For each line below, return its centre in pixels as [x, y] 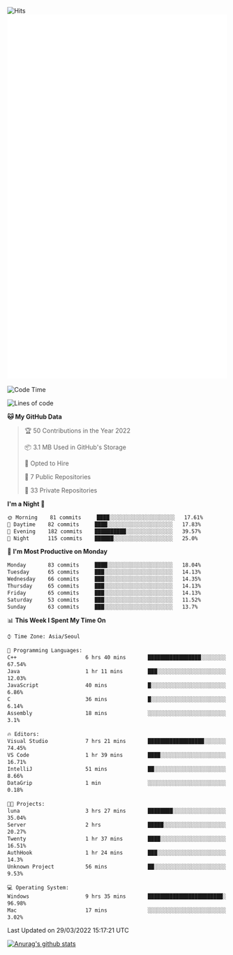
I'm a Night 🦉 [26, 504]
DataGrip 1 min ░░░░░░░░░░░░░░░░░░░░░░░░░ [117, 783]
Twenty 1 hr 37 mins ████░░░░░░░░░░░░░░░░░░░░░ [117, 839]
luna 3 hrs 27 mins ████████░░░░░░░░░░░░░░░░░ [117, 811]
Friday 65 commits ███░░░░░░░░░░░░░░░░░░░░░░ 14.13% [104, 593]
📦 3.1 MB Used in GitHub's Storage [75, 447]
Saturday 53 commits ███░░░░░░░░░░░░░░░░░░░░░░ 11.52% [104, 600]
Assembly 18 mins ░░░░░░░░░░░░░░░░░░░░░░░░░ [117, 714]
